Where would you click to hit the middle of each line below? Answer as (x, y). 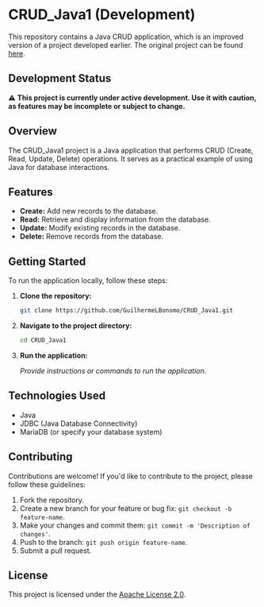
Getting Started (47, 261)
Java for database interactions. (59, 167)
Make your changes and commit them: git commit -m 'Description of (135, 525)
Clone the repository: (55, 296)
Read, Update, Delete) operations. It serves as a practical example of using (130, 159)
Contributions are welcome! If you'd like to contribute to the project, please (131, 476)
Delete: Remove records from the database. (92, 237)
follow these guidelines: (47, 484)
